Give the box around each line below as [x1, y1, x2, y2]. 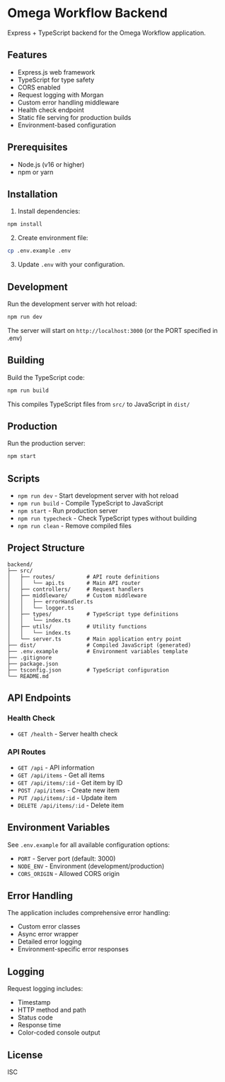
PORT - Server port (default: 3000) [17, 854, 116, 863]
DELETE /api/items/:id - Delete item [17, 801, 125, 809]
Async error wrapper [17, 930, 79, 939]
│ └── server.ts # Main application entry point [7, 635, 182, 643]
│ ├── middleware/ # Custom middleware [7, 591, 147, 599]
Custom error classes [17, 922, 81, 931]
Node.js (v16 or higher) [17, 160, 85, 168]
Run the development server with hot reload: [7, 300, 137, 308]
